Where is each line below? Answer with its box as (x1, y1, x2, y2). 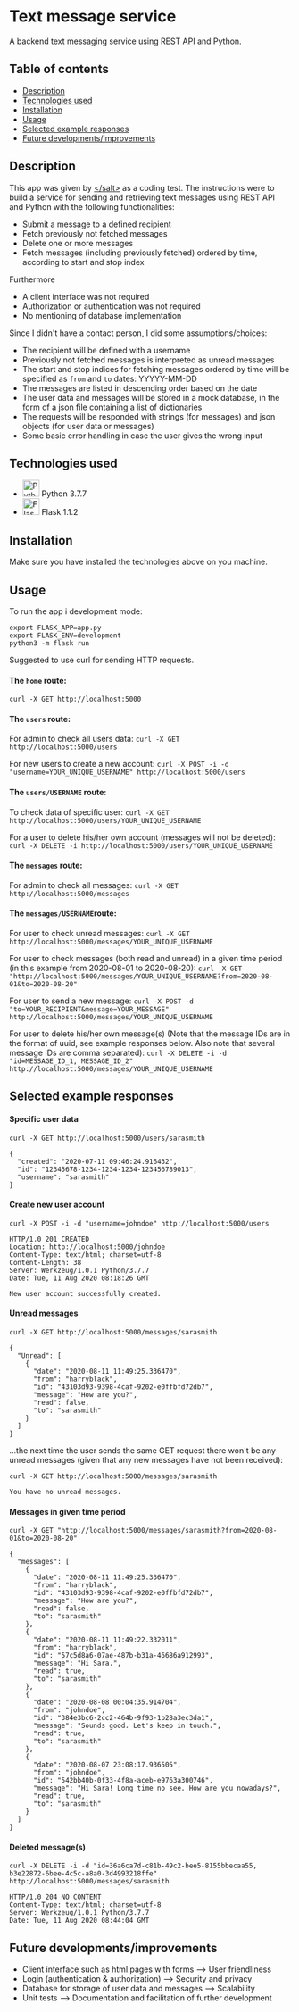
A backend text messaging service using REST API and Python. (9, 36, 243, 46)
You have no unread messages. (9, 1488, 122, 1497)
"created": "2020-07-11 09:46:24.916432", (17, 1157, 178, 1166)
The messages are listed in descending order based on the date (21, 382, 258, 394)
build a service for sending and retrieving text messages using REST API (9, 192, 275, 203)
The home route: (9, 675, 67, 686)
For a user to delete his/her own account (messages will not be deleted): (9, 832, 276, 843)
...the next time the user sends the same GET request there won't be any (9, 1445, 277, 1456)
